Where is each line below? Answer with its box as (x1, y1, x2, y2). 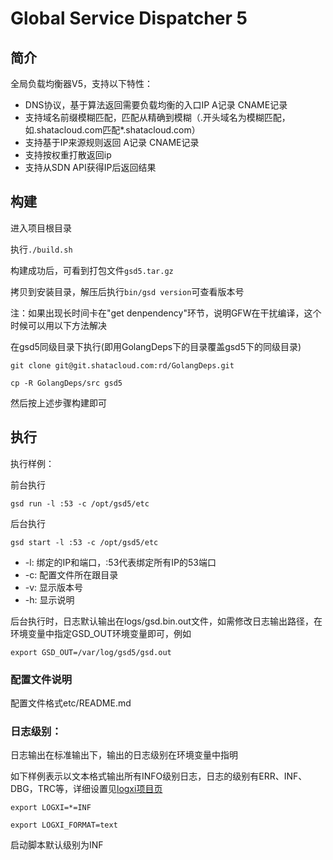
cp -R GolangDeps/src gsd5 (10, 378, 123, 388)
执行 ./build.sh (10, 243, 73, 255)
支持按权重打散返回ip (24, 149, 112, 161)
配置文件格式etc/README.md (10, 697, 132, 709)
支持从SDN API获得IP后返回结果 (24, 162, 157, 173)
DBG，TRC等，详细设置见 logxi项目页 (10, 783, 163, 795)
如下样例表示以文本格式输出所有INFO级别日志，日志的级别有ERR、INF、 (10, 770, 308, 782)
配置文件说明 (10, 672, 73, 686)
